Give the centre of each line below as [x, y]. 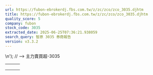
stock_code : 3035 [23, 28]
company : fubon [21, 23]
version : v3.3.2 [22, 42]
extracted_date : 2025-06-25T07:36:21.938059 [51, 32]
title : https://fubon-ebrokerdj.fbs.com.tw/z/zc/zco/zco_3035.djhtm [76, 14]
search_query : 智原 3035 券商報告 [38, 37]
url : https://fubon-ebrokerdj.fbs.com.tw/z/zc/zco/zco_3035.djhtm [74, 10]
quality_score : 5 [23, 19]
